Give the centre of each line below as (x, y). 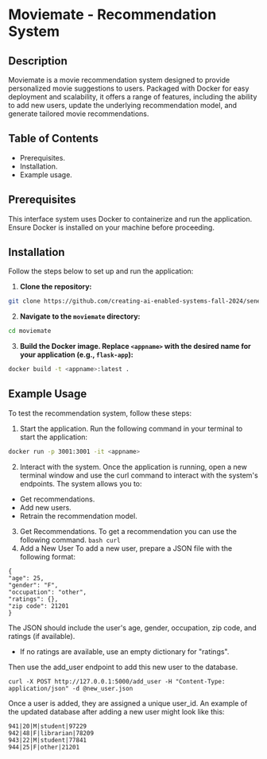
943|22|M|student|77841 (48, 740)
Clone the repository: (56, 287)
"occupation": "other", (48, 592)
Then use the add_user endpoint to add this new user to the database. (123, 667)
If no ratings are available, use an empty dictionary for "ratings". (124, 651)
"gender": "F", (33, 585)
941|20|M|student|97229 (48, 726)
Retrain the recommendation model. (78, 516)
